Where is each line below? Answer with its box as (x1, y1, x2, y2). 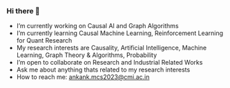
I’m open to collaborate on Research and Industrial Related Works (16, 58, 203, 67)
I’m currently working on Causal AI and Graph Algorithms (16, 22, 179, 30)
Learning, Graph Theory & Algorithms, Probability (16, 51, 157, 59)
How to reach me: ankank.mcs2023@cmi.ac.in (16, 73, 150, 81)
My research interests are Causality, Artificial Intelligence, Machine (16, 44, 207, 52)
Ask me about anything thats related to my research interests (16, 65, 191, 74)
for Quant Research (16, 36, 73, 45)
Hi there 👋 (6, 6, 41, 16)
